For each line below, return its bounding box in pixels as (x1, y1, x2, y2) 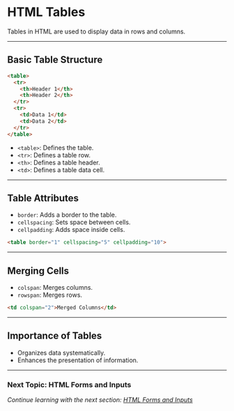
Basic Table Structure (7, 54, 103, 66)
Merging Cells (7, 265, 70, 277)
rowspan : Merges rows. (17, 290, 82, 299)
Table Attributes (7, 192, 79, 204)
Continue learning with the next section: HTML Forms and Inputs (7, 395, 193, 404)
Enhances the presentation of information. (17, 356, 139, 364)
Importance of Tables (7, 330, 102, 342)
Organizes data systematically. (17, 348, 106, 357)
